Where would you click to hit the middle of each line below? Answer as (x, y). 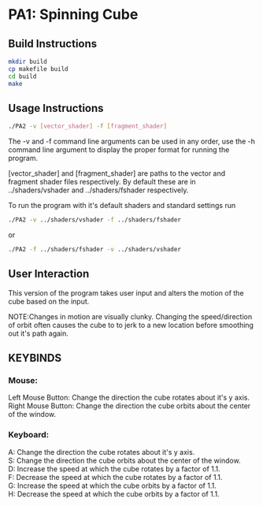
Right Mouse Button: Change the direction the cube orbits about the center (130, 406)
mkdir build (28, 61)
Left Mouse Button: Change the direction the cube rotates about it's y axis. (129, 398)
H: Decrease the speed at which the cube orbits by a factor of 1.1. (114, 493)
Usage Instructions (56, 108)
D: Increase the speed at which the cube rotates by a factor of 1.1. (114, 469)
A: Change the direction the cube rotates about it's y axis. (102, 452)
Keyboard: (29, 435)
